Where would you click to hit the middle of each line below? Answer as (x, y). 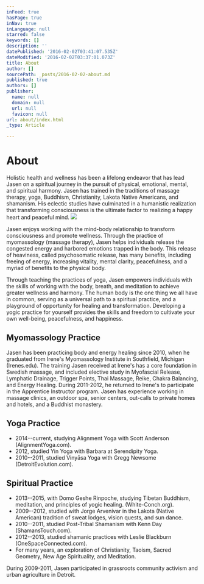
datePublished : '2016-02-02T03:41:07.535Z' (62, 52)
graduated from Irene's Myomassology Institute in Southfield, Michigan (95, 359)
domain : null (28, 102)
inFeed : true (23, 12)
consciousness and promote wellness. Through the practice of (85, 236)
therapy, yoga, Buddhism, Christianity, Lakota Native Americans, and (92, 197)
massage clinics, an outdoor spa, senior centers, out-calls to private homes (101, 397)
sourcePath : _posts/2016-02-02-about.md (58, 74)
